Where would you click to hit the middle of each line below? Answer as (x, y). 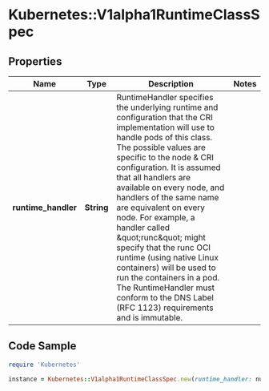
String (96, 208)
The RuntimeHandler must (165, 288)
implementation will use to (165, 127)
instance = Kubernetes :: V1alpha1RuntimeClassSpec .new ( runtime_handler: (130, 379)
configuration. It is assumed (169, 167)
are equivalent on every (161, 208)
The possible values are (161, 147)
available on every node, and (170, 187)
